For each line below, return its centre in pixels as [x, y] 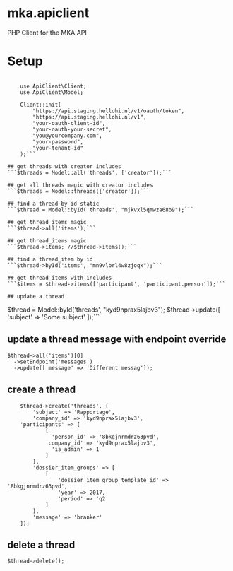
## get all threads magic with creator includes [80, 185]
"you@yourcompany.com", [67, 136]
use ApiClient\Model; [52, 92]
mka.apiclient [48, 13]
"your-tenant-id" [58, 148]
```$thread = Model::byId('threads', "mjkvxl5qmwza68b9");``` [101, 210]
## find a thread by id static [53, 204]
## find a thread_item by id [50, 259]
